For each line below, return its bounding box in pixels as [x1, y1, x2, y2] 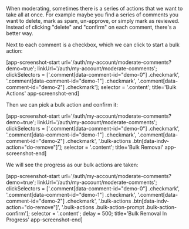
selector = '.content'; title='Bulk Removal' [63, 143, 164, 151]
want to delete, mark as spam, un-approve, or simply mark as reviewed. [6, 18, 180, 24]
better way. [6, 30, 33, 37]
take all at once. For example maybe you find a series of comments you [6, 11, 179, 18]
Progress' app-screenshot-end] [6, 216, 83, 223]
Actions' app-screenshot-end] [6, 90, 80, 97]
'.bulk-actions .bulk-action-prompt [61, 204, 145, 210]
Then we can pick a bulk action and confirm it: [6, 101, 119, 108]
